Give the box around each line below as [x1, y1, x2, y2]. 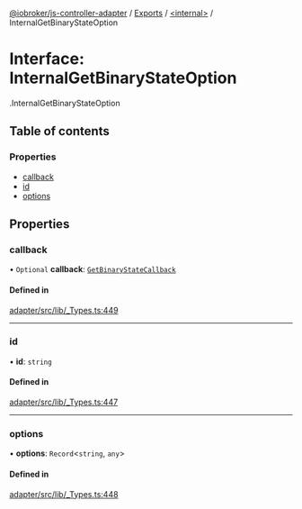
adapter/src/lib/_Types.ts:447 [9, 396, 119, 408]
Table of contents [9, 123, 110, 139]
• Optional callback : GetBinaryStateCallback [9, 264, 177, 275]
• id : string [9, 356, 52, 367]
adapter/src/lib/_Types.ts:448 [9, 488, 119, 499]
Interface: [9, 49, 85, 69]
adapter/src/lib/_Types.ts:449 [9, 304, 119, 315]
